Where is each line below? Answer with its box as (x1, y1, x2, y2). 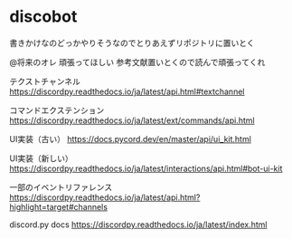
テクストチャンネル (9, 75, 81, 87)
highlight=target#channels (9, 201, 108, 212)
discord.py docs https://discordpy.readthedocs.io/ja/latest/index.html (9, 219, 268, 230)
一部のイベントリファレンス (9, 181, 113, 192)
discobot (9, 6, 78, 27)
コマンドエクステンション (9, 104, 105, 115)
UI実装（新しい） (9, 152, 74, 164)
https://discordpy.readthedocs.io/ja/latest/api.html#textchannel (9, 86, 245, 97)
